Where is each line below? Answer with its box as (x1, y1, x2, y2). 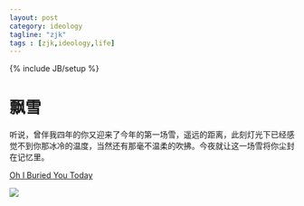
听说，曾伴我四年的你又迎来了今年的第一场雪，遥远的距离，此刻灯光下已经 (9, 129, 287, 140)
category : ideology (9, 22, 83, 31)
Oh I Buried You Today (9, 170, 93, 181)
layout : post (9, 13, 59, 23)
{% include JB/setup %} (9, 63, 100, 74)
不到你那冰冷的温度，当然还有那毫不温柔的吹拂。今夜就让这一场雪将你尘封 (16, 141, 295, 152)
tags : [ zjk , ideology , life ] (9, 38, 116, 48)
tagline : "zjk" (9, 30, 67, 39)
